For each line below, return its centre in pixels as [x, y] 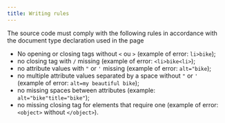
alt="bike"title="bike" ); [53, 98]
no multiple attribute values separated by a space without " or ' [107, 76]
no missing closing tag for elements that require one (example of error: [118, 104]
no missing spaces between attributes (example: [86, 90]
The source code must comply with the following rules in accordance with [112, 33]
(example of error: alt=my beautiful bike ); [78, 82]
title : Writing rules [38, 13]
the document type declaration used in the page [76, 40]
